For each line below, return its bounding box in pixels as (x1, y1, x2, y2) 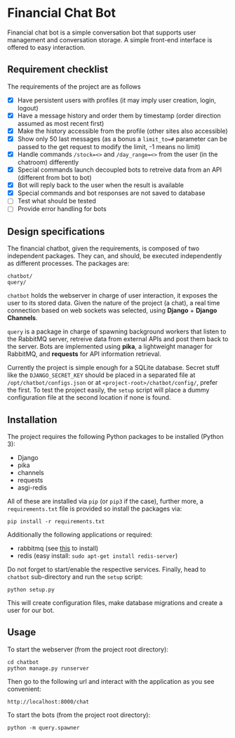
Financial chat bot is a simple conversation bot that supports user (7, 28, 196, 37)
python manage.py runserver (7, 665, 90, 672)
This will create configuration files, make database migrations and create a (7, 599, 223, 606)
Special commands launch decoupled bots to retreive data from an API (17, 165, 222, 174)
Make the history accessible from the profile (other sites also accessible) (17, 127, 228, 135)
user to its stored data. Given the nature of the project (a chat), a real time (7, 299, 220, 307)
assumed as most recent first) (17, 119, 105, 127)
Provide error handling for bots (17, 205, 107, 213)
